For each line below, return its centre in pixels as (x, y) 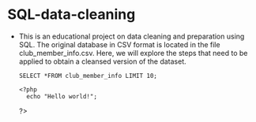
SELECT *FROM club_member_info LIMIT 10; (88, 76)
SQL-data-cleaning (72, 15)
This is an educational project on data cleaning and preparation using (132, 36)
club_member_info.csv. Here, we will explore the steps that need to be (133, 53)
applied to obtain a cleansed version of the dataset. (102, 61)
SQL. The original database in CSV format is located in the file (119, 44)
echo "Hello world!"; (62, 96)
